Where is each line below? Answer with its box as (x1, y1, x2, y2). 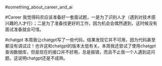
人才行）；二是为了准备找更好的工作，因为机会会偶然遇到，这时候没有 (18, 21, 158, 26)
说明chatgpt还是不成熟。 (18, 55, 68, 61)
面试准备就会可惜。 (5, 26, 44, 32)
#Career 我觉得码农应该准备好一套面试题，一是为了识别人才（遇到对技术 (5, 14, 152, 20)
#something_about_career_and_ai (5, 4, 72, 10)
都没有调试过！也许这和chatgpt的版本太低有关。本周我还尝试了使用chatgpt (5, 43, 156, 48)
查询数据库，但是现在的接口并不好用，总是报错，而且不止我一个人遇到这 (5, 49, 151, 55)
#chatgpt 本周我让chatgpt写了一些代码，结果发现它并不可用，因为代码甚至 (5, 37, 156, 43)
